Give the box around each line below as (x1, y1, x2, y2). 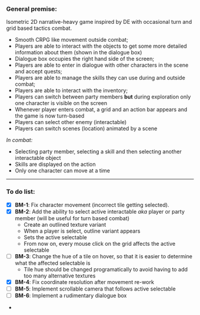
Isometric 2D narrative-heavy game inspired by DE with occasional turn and (6, 18, 192, 26)
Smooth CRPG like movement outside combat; (14, 36, 129, 44)
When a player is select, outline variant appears (23, 227, 141, 234)
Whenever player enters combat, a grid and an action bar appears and (14, 106, 187, 113)
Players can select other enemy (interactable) (14, 119, 127, 126)
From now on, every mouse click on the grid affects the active (23, 240, 176, 247)
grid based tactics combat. (6, 24, 73, 32)
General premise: (6, 5, 58, 13)
